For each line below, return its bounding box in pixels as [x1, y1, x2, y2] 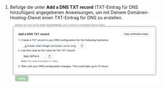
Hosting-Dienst [9, 15, 41, 20]
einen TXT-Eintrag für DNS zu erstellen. [42, 15, 123, 20]
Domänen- [127, 9, 150, 15]
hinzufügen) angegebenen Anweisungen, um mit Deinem [9, 9, 126, 15]
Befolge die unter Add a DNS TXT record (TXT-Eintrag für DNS [9, 4, 139, 10]
